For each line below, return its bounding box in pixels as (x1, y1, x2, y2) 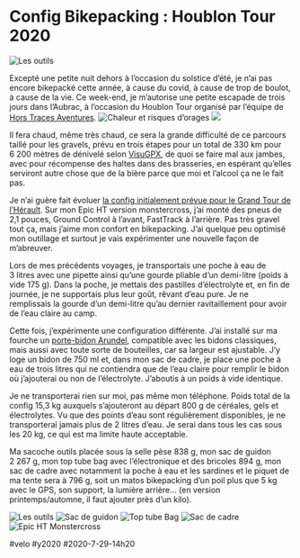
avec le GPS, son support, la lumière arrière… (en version (9, 484, 221, 495)
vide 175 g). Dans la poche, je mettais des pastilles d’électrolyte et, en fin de (9, 279, 290, 290)
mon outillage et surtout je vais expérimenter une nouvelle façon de (9, 232, 260, 244)
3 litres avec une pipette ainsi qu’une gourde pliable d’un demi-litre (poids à (9, 269, 289, 280)
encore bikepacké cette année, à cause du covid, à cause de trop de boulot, (9, 82, 291, 93)
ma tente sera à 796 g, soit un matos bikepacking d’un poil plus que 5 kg (9, 474, 278, 485)
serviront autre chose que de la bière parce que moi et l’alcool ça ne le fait (9, 167, 285, 178)
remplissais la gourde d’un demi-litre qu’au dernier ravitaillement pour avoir (9, 298, 287, 309)
